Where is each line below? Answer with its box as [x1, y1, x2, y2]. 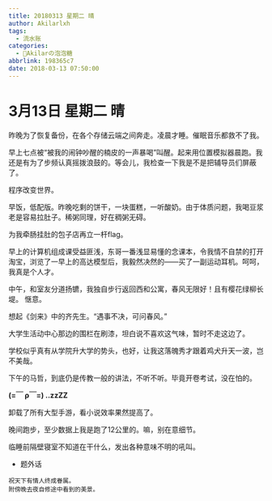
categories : [8, 42, 49, 50]
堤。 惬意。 [8, 294, 46, 304]
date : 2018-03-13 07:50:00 [8, 65, 100, 73]
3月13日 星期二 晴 [8, 102, 125, 120]
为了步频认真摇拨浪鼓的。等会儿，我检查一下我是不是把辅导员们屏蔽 [29, 157, 257, 167]
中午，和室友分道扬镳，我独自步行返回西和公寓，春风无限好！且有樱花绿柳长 [8, 284, 264, 294]
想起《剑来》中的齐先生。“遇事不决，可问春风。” [8, 311, 168, 321]
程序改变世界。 [8, 185, 58, 194]
